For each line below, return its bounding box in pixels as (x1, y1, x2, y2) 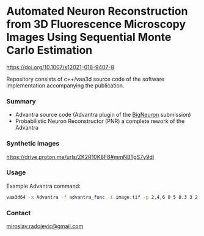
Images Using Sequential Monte (6, 31, 172, 44)
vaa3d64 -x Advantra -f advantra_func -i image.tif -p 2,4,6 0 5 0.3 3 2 (6, 194, 199, 200)
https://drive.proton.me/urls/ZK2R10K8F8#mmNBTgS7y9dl (6, 153, 155, 160)
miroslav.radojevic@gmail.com (6, 223, 84, 230)
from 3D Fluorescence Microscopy (6, 17, 186, 31)
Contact (6, 208, 31, 217)
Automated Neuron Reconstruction (6, 4, 188, 18)
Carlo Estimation (6, 43, 93, 57)
